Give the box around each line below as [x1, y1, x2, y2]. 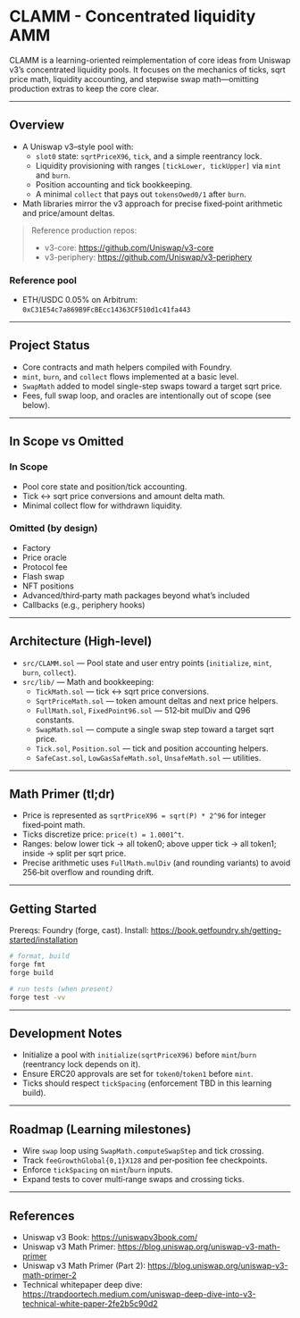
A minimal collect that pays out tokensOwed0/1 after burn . [35, 188, 247, 199]
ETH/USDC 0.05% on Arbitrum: [21, 295, 138, 305]
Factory [21, 542, 51, 553]
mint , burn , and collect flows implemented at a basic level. [21, 371, 239, 381]
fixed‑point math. [21, 820, 86, 830]
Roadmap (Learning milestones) [9, 1122, 192, 1137]
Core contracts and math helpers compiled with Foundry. [21, 362, 232, 372]
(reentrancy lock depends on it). [21, 1059, 141, 1070]
